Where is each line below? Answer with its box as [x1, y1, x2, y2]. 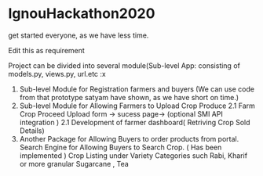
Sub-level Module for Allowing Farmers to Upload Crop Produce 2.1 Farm [19, 101, 255, 110]
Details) [19, 126, 45, 135]
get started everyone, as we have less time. [8, 31, 149, 40]
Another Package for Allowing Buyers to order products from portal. [19, 134, 239, 143]
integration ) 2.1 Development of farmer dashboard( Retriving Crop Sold [19, 117, 250, 127]
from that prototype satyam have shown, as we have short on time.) [19, 92, 239, 102]
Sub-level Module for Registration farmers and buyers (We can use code [19, 84, 255, 94]
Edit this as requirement [8, 45, 85, 55]
